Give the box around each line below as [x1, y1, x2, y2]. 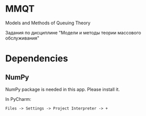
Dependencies [5, 53, 68, 64]
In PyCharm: [5, 96, 32, 102]
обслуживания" [5, 35, 40, 41]
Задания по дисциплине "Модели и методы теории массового [5, 29, 141, 35]
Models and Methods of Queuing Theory [5, 20, 91, 26]
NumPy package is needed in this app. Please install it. [5, 86, 120, 92]
